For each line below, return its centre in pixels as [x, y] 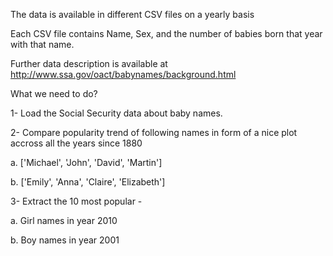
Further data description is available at [89, 63]
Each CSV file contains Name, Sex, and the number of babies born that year [166, 33]
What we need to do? [54, 93]
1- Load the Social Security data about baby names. [116, 113]
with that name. [42, 44]
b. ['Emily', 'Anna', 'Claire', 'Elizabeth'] [88, 182]
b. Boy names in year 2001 [65, 240]
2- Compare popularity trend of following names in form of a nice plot [154, 132]
